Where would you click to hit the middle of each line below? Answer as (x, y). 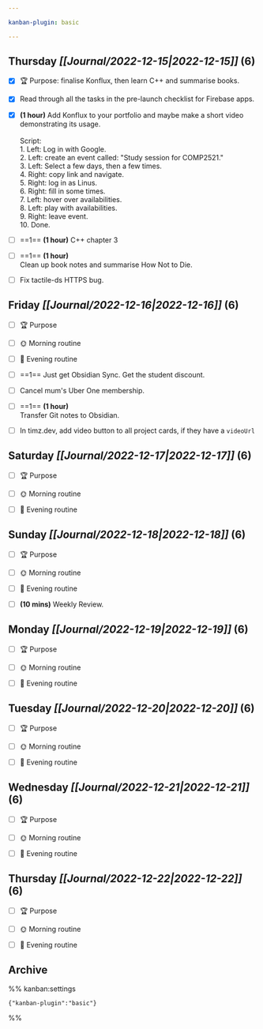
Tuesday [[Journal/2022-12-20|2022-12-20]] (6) (131, 709)
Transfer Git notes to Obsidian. (70, 415)
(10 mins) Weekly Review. (62, 604)
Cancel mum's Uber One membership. (82, 390)
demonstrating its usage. (60, 124)
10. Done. (35, 224)
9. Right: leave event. (54, 216)
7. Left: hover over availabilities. (71, 199)
